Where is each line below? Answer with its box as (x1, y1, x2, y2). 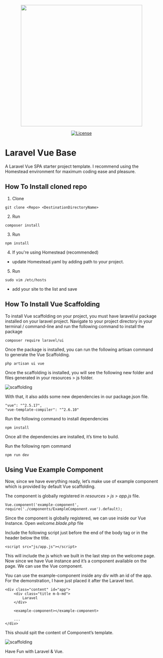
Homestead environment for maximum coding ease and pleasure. (5, 168, 136, 174)
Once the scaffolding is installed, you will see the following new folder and (5, 369, 154, 375)
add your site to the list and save (12, 286, 78, 292)
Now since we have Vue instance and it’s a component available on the (5, 558, 147, 564)
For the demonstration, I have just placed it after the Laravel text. (5, 578, 134, 584)
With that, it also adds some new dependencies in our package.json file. (5, 394, 149, 399)
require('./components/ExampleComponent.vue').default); (5, 507, 123, 512)
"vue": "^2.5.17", (5, 403, 42, 408)
